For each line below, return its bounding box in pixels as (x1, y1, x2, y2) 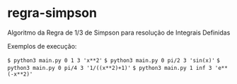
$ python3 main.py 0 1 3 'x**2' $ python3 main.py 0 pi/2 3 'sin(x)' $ (7, 56, 221, 64)
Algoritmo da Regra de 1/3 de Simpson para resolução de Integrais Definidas (7, 28, 231, 37)
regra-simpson (7, 5, 98, 21)
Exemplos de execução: (7, 42, 77, 50)
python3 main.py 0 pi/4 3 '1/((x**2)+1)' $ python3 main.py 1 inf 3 (7, 64, 212, 71)
